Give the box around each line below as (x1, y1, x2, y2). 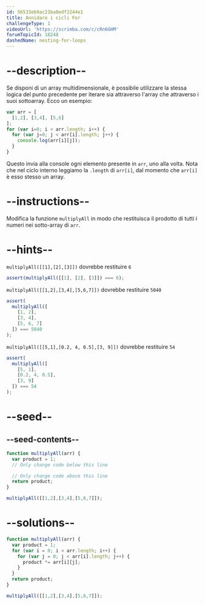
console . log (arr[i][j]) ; (17, 137, 81, 144)
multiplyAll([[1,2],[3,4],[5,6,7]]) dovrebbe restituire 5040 (6, 286, 162, 293)
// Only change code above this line (12, 473, 108, 479)
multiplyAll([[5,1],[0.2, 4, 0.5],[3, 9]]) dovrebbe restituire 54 (6, 343, 176, 350)
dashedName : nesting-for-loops (6, 37, 86, 44)
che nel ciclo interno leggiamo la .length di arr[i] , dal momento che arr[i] (6, 166, 198, 173)
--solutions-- (6, 516, 75, 530)
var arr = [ (6, 108, 37, 115)
